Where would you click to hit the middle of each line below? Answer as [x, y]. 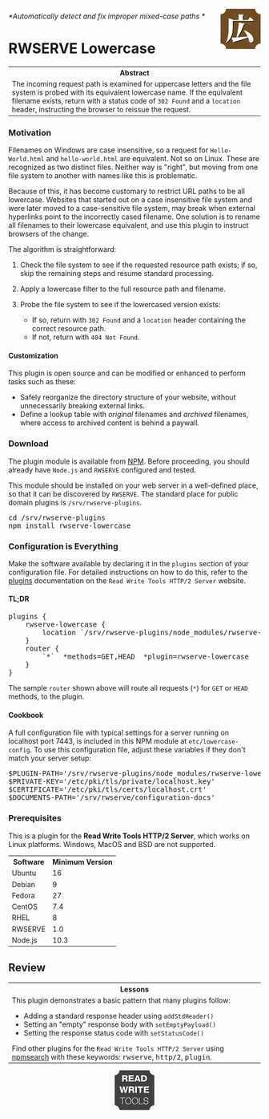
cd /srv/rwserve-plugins [57, 517]
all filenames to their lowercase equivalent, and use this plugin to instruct [128, 225]
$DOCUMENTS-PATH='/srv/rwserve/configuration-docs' [112, 798]
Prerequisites [35, 818]
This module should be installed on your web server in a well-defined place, [133, 485]
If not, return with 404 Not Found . [86, 337]
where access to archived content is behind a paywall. [110, 423]
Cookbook [26, 715]
